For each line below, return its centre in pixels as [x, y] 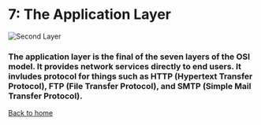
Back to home [31, 113]
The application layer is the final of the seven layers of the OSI [129, 57]
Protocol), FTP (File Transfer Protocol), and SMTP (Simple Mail [130, 86]
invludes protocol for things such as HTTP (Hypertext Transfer [130, 76]
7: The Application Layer [90, 15]
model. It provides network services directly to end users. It [125, 66]
